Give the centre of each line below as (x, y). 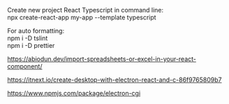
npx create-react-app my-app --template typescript (82, 17)
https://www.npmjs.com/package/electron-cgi (74, 93)
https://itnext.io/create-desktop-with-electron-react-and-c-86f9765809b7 (114, 80)
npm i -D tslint (28, 38)
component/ (25, 66)
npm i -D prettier (31, 45)
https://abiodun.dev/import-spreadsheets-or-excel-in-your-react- (102, 59)
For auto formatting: (36, 31)
